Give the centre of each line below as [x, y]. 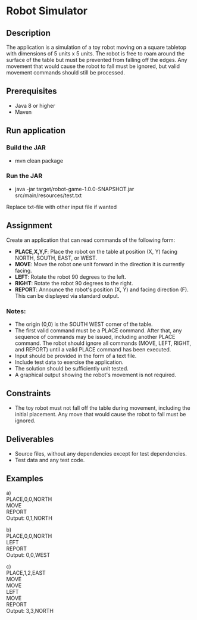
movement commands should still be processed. [66, 72]
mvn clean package [39, 161]
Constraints [29, 393]
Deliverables [30, 439]
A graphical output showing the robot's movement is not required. [96, 375]
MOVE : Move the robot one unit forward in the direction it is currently [100, 264]
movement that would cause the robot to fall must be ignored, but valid [93, 66]
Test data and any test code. [50, 460]
